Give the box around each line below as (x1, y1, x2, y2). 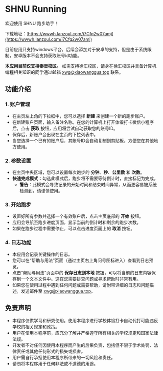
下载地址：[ (5, 30, 28, 36)
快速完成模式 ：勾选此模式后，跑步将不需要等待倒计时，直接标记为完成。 (12, 175, 158, 181)
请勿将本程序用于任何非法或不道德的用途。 (12, 361, 98, 367)
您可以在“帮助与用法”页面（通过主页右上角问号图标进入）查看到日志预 (12, 257, 154, 263)
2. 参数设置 (5, 157, 31, 164)
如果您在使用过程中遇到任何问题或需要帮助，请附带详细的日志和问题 (12, 282, 150, 288)
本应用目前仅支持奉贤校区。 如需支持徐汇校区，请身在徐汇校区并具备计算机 (5, 63, 157, 69)
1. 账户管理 (5, 101, 30, 108)
